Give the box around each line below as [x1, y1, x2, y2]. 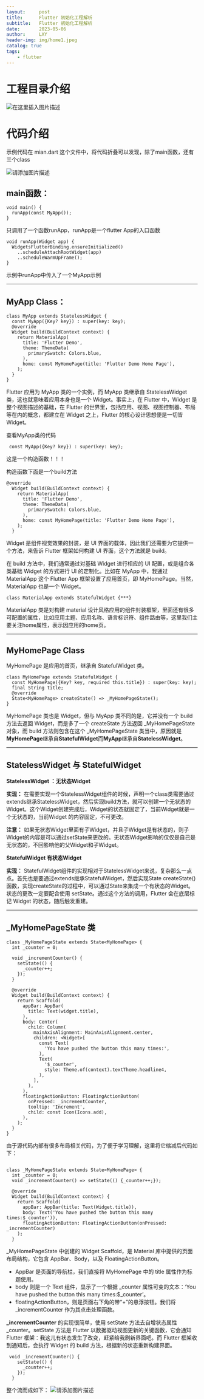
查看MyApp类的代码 [6, 432, 56, 439]
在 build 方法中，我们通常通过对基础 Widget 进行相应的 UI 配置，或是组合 [6, 560, 189, 567]
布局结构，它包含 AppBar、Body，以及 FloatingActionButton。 [6, 1255, 163, 1262]
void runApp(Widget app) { [6, 239, 75, 245]
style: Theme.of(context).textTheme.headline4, [44, 1067, 167, 1073]
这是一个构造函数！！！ [6, 455, 65, 462]
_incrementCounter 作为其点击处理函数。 [15, 1305, 118, 1313]
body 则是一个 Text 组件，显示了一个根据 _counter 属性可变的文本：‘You [15, 1283, 196, 1290]
